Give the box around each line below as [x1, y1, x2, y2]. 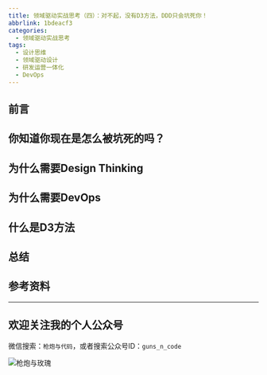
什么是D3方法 [8, 221, 75, 234]
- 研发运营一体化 [15, 64, 64, 72]
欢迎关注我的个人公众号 [8, 318, 123, 332]
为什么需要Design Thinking [8, 161, 144, 175]
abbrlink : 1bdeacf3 [8, 19, 73, 27]
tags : [8, 41, 26, 49]
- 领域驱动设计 [15, 57, 59, 64]
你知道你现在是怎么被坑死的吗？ [8, 132, 165, 146]
